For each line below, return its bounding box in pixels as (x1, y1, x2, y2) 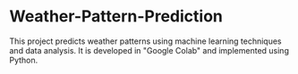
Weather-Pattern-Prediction (9, 6, 224, 27)
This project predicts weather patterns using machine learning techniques (9, 36, 282, 46)
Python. (9, 54, 38, 65)
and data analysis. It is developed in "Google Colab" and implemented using (9, 45, 289, 55)
